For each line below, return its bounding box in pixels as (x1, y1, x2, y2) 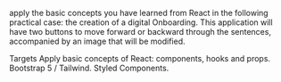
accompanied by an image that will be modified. (9, 36, 186, 46)
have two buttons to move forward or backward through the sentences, (9, 27, 272, 37)
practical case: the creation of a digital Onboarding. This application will (9, 17, 274, 28)
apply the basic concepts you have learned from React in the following (9, 8, 269, 18)
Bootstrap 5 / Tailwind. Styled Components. (9, 62, 169, 73)
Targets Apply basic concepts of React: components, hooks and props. (9, 53, 270, 63)
